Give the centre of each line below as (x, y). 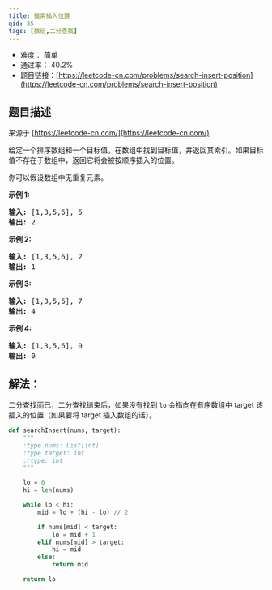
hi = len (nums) (49, 490)
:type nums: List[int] (61, 445)
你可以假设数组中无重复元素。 (58, 177)
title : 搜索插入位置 (39, 16)
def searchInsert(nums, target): (65, 430)
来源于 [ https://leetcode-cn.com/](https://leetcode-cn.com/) (109, 133)
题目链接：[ (39, 75)
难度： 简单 (39, 55)
